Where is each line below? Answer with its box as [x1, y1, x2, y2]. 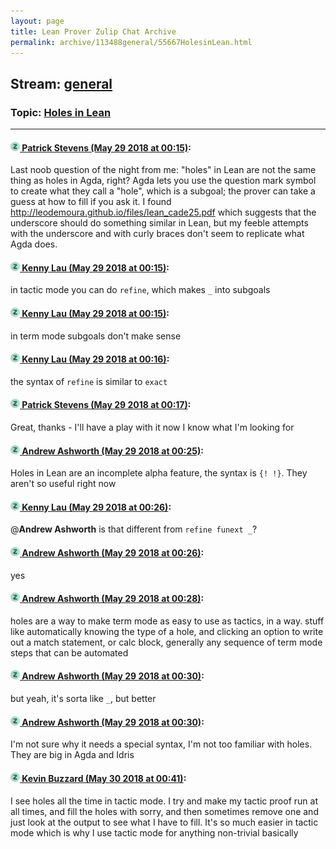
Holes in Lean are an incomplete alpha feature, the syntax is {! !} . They [10, 467, 308, 479]
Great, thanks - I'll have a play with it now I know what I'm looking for [10, 421, 295, 434]
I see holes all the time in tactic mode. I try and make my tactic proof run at [10, 795, 318, 807]
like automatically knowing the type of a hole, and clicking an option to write [10, 625, 324, 637]
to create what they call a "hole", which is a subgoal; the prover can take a [10, 185, 316, 197]
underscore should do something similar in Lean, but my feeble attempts [10, 217, 309, 229]
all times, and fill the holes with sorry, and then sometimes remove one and [10, 805, 319, 817]
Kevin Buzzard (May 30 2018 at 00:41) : [21, 772, 187, 784]
